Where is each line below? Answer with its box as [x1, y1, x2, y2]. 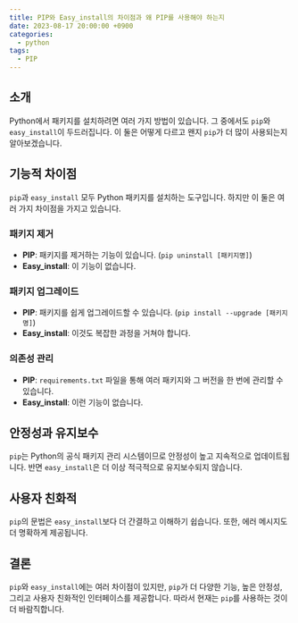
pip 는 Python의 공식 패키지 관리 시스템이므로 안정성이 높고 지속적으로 [9, 450, 252, 461]
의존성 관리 [9, 352, 54, 365]
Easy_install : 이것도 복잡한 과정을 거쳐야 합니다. [21, 328, 191, 339]
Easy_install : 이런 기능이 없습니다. [21, 397, 144, 408]
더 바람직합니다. [9, 603, 65, 614]
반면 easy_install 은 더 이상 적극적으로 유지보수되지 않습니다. [28, 462, 243, 473]
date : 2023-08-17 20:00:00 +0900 [9, 21, 134, 30]
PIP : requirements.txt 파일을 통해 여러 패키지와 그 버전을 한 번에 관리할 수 [21, 375, 284, 385]
